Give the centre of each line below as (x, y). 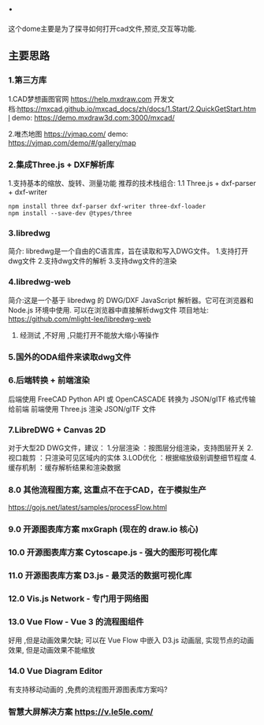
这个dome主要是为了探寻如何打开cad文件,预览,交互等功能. (102, 28)
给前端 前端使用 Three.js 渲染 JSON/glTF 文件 (82, 409)
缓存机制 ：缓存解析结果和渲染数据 (64, 468)
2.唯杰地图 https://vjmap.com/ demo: (68, 134)
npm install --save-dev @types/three (70, 213)
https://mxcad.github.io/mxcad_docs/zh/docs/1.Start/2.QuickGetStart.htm (136, 109)
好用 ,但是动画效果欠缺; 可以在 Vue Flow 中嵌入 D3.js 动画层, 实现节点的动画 (131, 640)
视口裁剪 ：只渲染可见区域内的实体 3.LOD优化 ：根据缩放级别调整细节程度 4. (132, 458)
